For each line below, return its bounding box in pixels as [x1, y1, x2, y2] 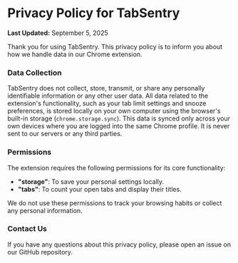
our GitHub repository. [7, 247, 73, 256]
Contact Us [7, 224, 48, 234]
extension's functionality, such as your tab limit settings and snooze [7, 99, 207, 108]
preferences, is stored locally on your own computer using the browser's [7, 107, 221, 115]
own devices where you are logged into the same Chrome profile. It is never [7, 122, 230, 130]
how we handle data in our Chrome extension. [7, 50, 143, 58]
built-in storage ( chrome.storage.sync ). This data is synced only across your [7, 114, 230, 123]
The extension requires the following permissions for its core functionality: [7, 163, 226, 172]
